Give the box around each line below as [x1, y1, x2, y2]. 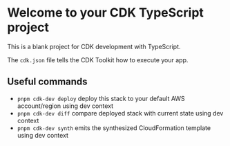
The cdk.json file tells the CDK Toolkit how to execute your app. [7, 55, 189, 64]
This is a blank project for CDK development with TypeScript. [7, 42, 181, 51]
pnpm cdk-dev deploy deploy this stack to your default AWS [17, 94, 185, 102]
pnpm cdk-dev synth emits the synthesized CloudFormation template [17, 123, 211, 132]
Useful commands [7, 76, 88, 88]
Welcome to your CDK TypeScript [7, 5, 204, 21]
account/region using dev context [17, 102, 114, 110]
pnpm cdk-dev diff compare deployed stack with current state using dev [17, 109, 224, 117]
